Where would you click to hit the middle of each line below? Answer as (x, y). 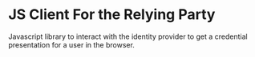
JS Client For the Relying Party (112, 15)
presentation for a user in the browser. (71, 44)
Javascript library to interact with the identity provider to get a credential (128, 36)
